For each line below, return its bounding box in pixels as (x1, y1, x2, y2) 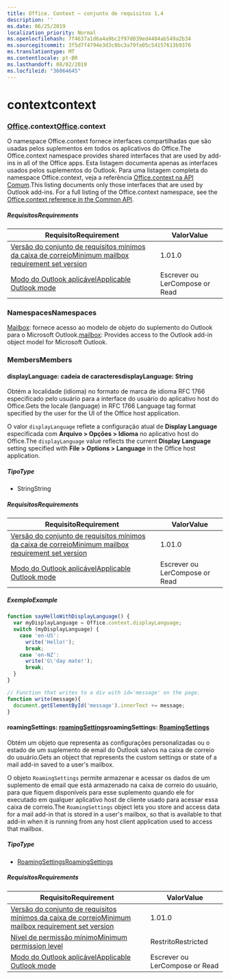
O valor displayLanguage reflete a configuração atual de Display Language (7, 422, 218, 431)
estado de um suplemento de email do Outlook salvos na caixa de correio (7, 745, 214, 754)
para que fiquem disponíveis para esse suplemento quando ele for (7, 788, 194, 796)
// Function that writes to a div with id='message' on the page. (7, 689, 201, 696)
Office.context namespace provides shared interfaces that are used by (7, 152, 207, 160)
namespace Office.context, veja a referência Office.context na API (7, 173, 194, 182)
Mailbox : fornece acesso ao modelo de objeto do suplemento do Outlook (7, 324, 213, 332)
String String (16, 485, 51, 493)
